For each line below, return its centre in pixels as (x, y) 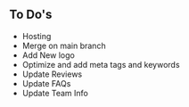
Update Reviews (52, 74)
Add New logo (49, 55)
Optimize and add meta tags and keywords (101, 64)
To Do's (31, 15)
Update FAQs (46, 83)
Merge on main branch (64, 45)
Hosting (37, 36)
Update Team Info (55, 93)
